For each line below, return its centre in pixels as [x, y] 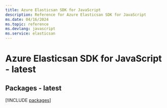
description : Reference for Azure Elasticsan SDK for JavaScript [76, 15]
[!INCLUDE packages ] [28, 100]
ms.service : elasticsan [30, 33]
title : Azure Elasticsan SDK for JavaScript [53, 10]
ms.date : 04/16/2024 [27, 19]
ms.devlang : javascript [30, 29]
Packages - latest [34, 88]
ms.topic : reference [27, 24]
